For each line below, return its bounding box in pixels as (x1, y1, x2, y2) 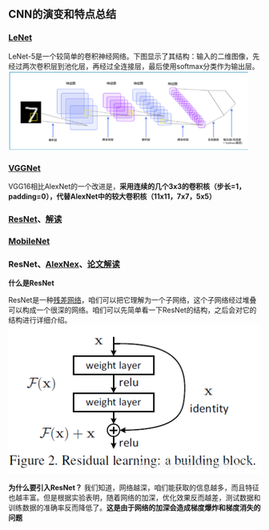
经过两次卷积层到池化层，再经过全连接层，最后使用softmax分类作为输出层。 (8, 61, 259, 70)
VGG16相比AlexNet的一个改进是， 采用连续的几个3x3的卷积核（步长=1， (8, 182, 247, 191)
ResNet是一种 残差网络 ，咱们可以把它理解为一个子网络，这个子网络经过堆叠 (8, 295, 257, 305)
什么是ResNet (8, 279, 54, 288)
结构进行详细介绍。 (8, 315, 72, 325)
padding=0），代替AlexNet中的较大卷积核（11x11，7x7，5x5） (8, 191, 216, 202)
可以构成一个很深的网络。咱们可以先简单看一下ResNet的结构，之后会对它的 (8, 305, 257, 315)
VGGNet (8, 163, 42, 174)
